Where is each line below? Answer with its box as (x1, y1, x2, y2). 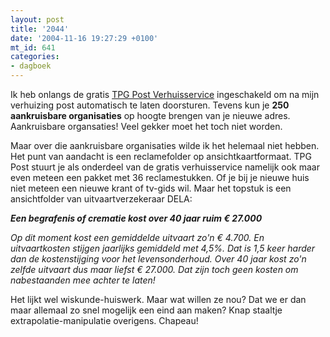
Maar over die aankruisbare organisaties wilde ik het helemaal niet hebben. (10, 140, 320, 151)
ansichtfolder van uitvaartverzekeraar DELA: (10, 193, 193, 205)
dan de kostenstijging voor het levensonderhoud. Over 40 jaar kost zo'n (10, 253, 307, 265)
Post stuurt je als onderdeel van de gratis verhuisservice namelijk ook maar (10, 161, 320, 173)
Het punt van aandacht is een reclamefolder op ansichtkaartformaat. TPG (10, 151, 312, 162)
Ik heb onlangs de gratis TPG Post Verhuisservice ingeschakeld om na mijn (10, 89, 320, 100)
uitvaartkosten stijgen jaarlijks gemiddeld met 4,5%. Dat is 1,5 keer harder (10, 242, 316, 254)
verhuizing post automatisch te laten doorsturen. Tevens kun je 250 (10, 99, 290, 111)
